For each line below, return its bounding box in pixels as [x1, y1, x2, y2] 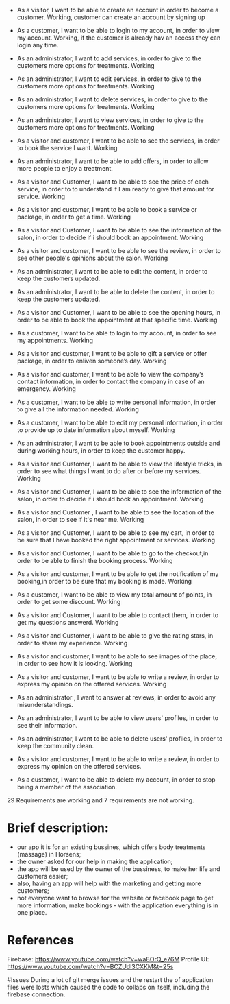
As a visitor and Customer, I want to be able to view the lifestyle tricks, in [16, 459, 222, 468]
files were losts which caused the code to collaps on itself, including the [7, 983, 210, 991]
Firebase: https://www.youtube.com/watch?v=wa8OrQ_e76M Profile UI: [7, 955, 209, 963]
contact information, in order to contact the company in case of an [16, 377, 205, 385]
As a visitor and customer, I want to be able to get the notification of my [16, 570, 219, 578]
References [7, 933, 74, 948]
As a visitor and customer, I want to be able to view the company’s [16, 370, 204, 378]
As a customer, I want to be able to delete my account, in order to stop [16, 776, 216, 784]
